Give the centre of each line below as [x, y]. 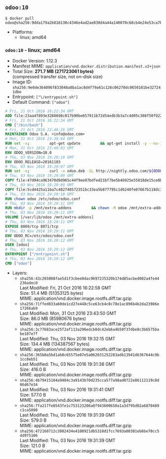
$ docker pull [20, 18]
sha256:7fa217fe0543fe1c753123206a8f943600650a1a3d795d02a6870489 [89, 406]
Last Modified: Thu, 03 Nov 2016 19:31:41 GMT [67, 390]
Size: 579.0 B [33, 420]
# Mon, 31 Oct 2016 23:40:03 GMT [40, 148]
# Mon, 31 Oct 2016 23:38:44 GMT [40, 139]
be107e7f [29, 334]
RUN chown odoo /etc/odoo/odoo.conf [43, 199]
